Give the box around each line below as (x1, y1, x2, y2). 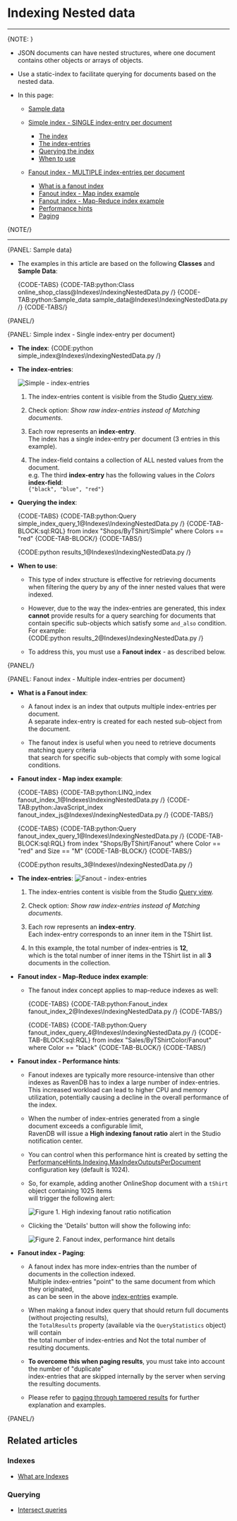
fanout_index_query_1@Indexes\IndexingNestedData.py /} (17, 831, 185, 840)
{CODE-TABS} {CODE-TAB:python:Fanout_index (28, 999, 168, 1008)
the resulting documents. (28, 1379, 101, 1388)
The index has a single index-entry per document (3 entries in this (28, 434, 220, 443)
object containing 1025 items (28, 1186, 112, 1195)
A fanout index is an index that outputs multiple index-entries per (28, 702, 217, 710)
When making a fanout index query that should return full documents (28, 1306, 229, 1314)
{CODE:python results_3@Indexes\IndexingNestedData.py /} (17, 860, 193, 869)
